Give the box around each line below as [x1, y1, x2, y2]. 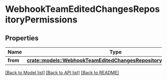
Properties [5, 34, 39, 42]
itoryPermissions [5, 14, 78, 25]
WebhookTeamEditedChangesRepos [5, 3, 160, 15]
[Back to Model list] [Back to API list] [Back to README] [5, 70, 119, 76]
